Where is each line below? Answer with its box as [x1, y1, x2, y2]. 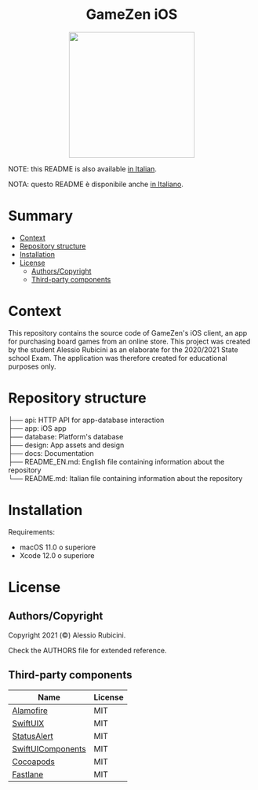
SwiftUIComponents [12, 743, 86, 754]
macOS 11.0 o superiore [19, 542, 96, 552]
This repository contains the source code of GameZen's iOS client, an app [8, 328, 248, 337]
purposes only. [8, 362, 56, 371]
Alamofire [12, 705, 49, 716]
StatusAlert [12, 730, 53, 741]
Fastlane [12, 769, 44, 780]
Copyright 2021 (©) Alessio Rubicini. [8, 630, 126, 640]
